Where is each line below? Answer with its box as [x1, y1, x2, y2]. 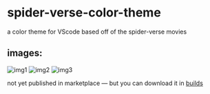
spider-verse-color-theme [7, 5, 162, 21]
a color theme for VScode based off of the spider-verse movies [7, 27, 187, 36]
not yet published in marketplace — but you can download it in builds [7, 79, 203, 87]
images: [7, 47, 43, 59]
